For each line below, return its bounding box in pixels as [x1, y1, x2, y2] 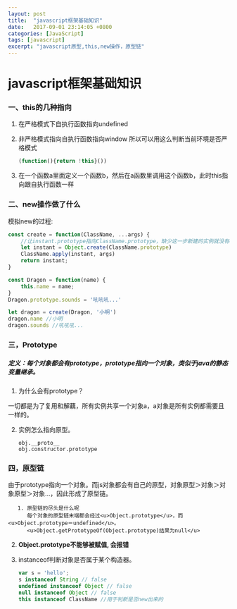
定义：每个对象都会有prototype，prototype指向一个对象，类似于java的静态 [8, 359, 229, 367]
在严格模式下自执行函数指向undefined [18, 120, 129, 128]
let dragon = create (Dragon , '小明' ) [8, 309, 117, 316]
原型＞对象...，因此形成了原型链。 [13, 489, 113, 498]
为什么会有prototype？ [18, 386, 84, 395]
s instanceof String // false [18, 576, 108, 584]
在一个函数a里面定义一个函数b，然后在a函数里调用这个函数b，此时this [18, 171, 222, 180]
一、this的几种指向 [8, 103, 72, 113]
